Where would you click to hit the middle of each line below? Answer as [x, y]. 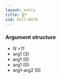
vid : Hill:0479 [22, 19]
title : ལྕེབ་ [16, 15]
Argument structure [31, 37]
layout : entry [21, 10]
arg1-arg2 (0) [27, 70]
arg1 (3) [21, 54]
